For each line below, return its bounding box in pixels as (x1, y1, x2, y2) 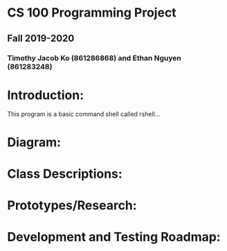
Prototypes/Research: (7, 198, 137, 213)
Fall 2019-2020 (7, 32, 75, 44)
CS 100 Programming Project (7, 5, 176, 21)
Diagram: (7, 134, 61, 150)
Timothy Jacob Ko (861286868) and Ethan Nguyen (7, 53, 181, 63)
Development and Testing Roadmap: (7, 230, 221, 245)
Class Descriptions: (7, 166, 122, 181)
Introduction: (7, 87, 84, 103)
